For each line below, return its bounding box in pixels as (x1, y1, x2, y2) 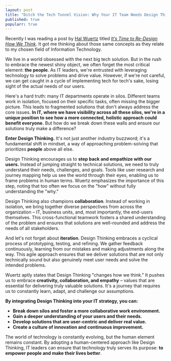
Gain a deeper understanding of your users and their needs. (12, 313, 142, 319)
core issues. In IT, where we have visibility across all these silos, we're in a (5, 109, 165, 115)
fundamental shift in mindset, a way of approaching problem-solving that (5, 141, 158, 147)
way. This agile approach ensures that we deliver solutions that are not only (5, 251, 164, 257)
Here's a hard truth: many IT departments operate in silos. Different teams (5, 93, 160, 99)
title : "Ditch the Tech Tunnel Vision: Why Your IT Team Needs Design (5, 12, 158, 17)
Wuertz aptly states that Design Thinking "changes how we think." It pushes (5, 272, 165, 278)
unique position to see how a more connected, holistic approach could (5, 115, 157, 121)
